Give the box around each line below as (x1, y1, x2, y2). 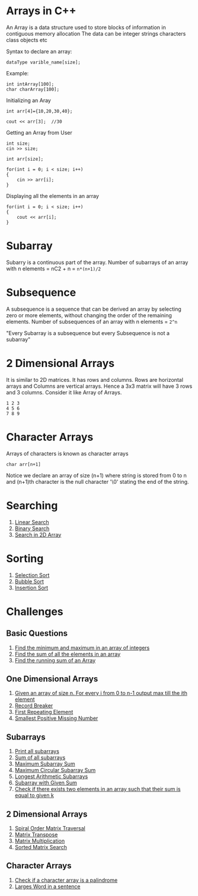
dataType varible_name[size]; (6, 59, 81, 65)
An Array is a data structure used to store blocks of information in (6, 24, 166, 31)
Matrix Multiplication (14, 837, 65, 844)
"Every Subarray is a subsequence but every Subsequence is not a (6, 329, 170, 336)
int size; (6, 141, 31, 146)
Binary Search (14, 525, 50, 532)
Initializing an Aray (6, 97, 52, 104)
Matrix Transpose (14, 831, 58, 838)
